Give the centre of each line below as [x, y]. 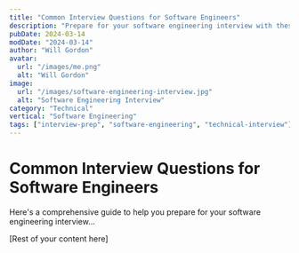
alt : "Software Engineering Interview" [91, 100]
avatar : [24, 59]
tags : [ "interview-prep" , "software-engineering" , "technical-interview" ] [151, 125]
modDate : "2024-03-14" [51, 42]
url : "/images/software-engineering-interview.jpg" [115, 91]
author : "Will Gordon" [51, 51]
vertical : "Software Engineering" [73, 116]
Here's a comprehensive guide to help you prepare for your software [135, 212]
